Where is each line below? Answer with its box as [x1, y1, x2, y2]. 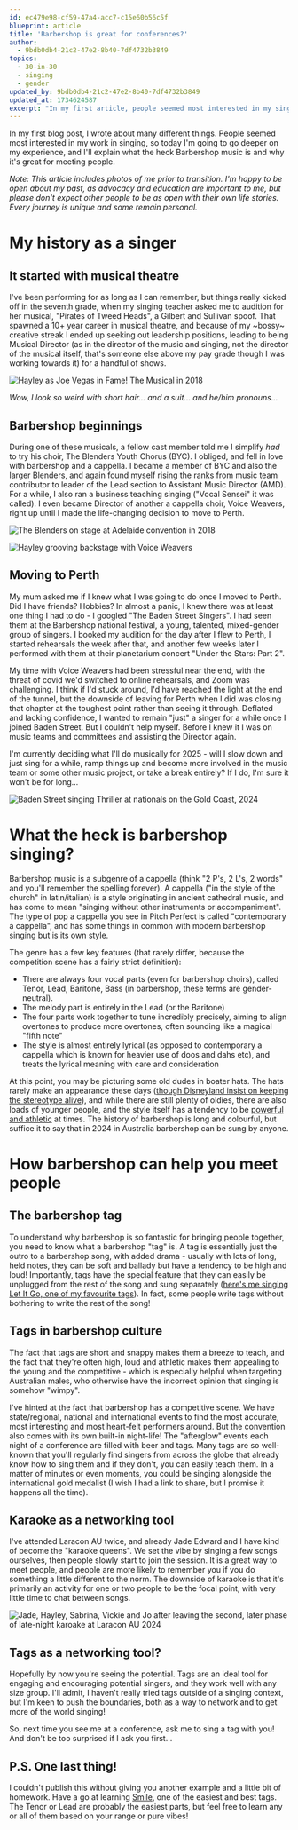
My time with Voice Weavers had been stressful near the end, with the [9, 665, 266, 676]
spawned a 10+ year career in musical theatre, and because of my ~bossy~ [9, 321, 286, 331]
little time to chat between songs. [9, 1593, 131, 1604]
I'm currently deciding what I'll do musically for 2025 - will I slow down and [9, 748, 284, 759]
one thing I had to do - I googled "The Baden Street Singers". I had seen [9, 610, 272, 621]
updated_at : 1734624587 [9, 95, 98, 105]
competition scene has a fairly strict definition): [9, 956, 182, 967]
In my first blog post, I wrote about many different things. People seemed [9, 128, 277, 139]
